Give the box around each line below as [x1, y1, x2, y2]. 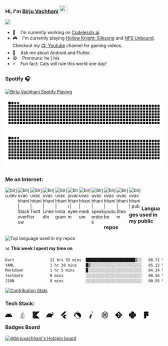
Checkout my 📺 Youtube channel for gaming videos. [12, 42, 122, 48]
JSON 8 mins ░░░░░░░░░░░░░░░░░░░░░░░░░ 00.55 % [5, 278, 164, 283]
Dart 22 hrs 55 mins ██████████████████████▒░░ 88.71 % [5, 257, 164, 262]
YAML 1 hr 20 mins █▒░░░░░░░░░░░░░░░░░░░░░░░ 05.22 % [5, 262, 164, 267]
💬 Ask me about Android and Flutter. [12, 50, 91, 56]
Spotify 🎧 [5, 75, 30, 82]
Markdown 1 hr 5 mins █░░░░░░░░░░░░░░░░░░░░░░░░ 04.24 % [5, 268, 164, 273]
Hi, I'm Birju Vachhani [5, 7, 58, 14]
